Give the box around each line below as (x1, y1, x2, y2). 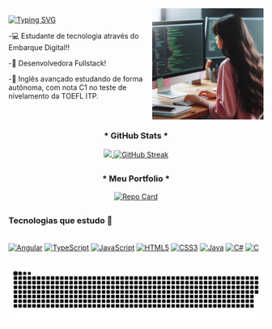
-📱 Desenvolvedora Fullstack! (8, 58, 107, 68)
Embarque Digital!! (8, 43, 70, 52)
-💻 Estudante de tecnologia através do (8, 32, 139, 40)
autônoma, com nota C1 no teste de (8, 82, 127, 92)
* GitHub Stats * (104, 130, 168, 141)
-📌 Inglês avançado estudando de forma (8, 74, 143, 83)
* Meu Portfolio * (102, 173, 170, 184)
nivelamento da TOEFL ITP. (8, 91, 99, 100)
